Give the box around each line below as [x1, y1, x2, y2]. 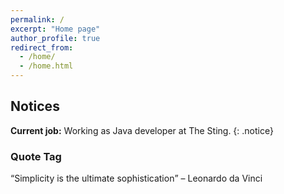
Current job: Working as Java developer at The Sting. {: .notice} [10, 124, 274, 136]
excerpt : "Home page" [10, 24, 101, 34]
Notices [10, 98, 60, 115]
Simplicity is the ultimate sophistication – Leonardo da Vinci [14, 172, 263, 185]
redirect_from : [10, 42, 74, 53]
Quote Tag [10, 149, 62, 163]
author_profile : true [10, 33, 101, 43]
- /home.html [19, 61, 74, 71]
